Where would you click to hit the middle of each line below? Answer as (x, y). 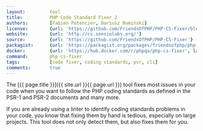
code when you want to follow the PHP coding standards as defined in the (98, 91)
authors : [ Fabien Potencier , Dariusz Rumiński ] (77, 23)
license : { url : (35, 29)
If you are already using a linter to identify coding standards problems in (96, 109)
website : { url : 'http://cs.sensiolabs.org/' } (74, 34)
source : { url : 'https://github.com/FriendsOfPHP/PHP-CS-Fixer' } (100, 40)
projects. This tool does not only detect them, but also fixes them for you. (98, 122)
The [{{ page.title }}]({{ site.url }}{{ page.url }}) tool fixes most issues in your (101, 85)
